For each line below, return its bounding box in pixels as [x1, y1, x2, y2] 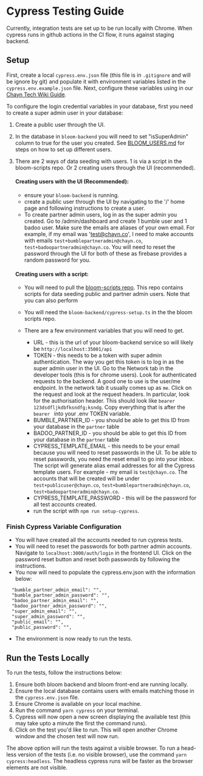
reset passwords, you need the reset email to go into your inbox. [33, 456, 194, 463]
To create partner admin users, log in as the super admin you [24, 210, 177, 218]
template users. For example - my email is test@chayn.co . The [33, 469, 188, 476]
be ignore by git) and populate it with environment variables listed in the [6, 77, 187, 85]
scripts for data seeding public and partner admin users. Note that [24, 290, 190, 298]
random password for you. [24, 256, 91, 264]
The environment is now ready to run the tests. [15, 635, 132, 642]
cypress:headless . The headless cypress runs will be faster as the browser [6, 758, 193, 765]
